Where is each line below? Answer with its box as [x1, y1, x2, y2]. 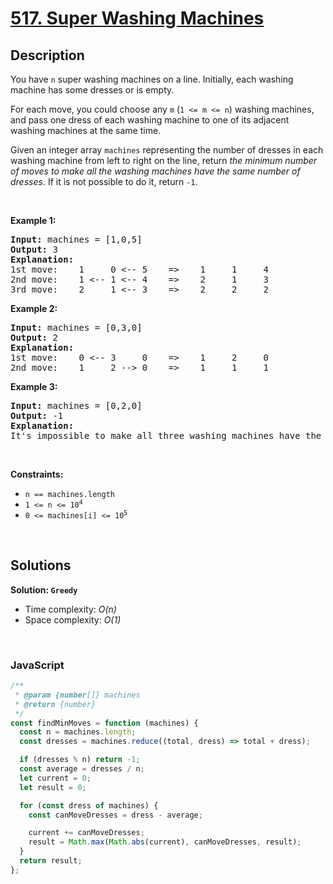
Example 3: [10, 381, 58, 392]
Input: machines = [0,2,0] [10, 400, 143, 411]
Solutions [10, 557, 72, 574]
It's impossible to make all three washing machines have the [10, 430, 322, 441]
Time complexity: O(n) [24, 603, 117, 615]
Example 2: [10, 303, 58, 314]
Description [10, 47, 85, 64]
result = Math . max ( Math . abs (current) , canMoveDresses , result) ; [28, 837, 302, 847]
